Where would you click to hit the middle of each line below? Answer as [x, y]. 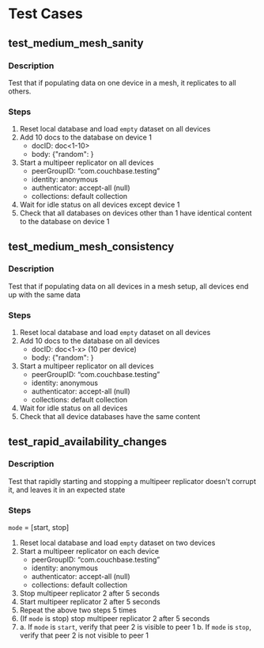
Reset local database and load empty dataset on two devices [117, 543]
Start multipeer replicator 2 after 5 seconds [90, 602]
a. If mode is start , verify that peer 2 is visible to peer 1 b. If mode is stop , [135, 627]
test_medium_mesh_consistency [91, 246]
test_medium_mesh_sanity [76, 43]
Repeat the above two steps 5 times [78, 610]
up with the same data [44, 295]
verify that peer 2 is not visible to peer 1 [84, 635]
